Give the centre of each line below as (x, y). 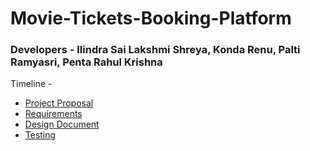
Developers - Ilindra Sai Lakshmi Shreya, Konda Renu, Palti (155, 50)
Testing (40, 135)
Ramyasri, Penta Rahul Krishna (86, 62)
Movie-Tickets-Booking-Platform (151, 18)
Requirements (53, 114)
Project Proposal (59, 103)
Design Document (62, 124)
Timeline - (31, 84)
